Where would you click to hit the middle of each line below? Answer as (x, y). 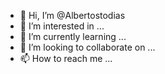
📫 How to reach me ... (66, 58)
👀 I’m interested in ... (62, 26)
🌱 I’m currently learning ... (73, 36)
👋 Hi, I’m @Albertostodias (72, 15)
